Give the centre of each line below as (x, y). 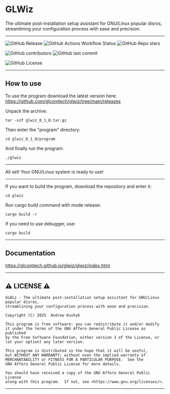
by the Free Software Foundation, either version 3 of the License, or (82, 338)
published (16, 333)
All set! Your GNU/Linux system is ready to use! (54, 172)
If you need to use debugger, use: (40, 223)
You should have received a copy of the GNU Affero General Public (78, 373)
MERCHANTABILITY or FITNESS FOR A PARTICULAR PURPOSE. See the (74, 360)
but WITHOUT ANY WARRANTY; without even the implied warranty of (75, 356)
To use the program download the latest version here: (61, 96)
